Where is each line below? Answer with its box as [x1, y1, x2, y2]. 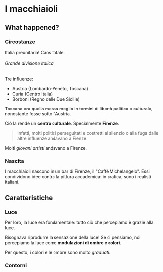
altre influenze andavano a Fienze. [17, 135, 88, 142]
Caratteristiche [5, 193, 53, 202]
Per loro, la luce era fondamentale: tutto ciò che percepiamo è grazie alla [5, 219, 154, 226]
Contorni [5, 262, 27, 269]
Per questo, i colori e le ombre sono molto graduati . [5, 249, 110, 256]
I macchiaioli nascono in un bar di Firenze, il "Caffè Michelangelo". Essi [5, 168, 150, 174]
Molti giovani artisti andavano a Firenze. [5, 145, 87, 151]
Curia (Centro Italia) [12, 91, 53, 97]
